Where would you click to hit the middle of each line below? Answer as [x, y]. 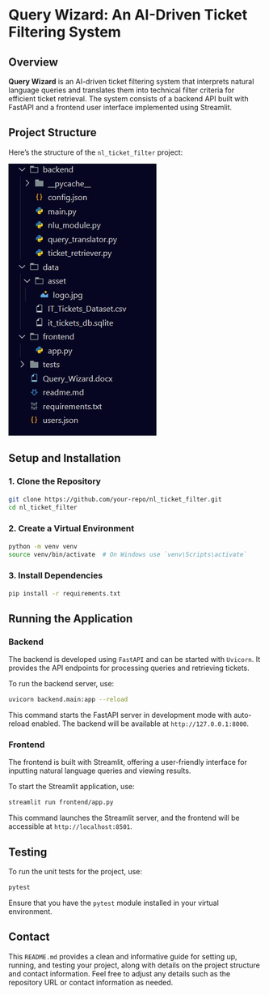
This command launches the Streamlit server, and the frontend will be [124, 818]
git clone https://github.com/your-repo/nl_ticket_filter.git [115, 499]
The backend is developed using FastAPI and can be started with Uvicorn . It [134, 660]
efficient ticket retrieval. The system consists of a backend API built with [128, 98]
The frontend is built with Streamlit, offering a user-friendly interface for [128, 762]
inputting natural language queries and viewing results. [100, 771]
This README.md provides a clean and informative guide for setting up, [123, 956]
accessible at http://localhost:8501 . [71, 826]
